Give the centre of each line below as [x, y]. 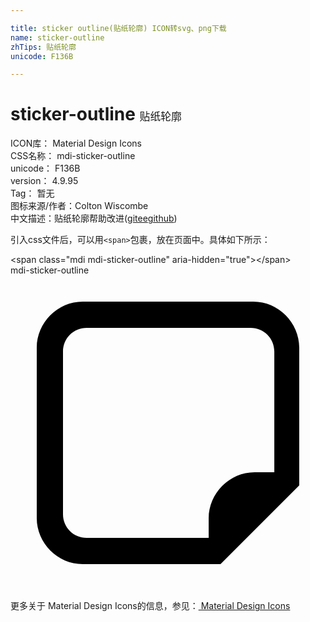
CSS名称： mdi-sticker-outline [73, 156]
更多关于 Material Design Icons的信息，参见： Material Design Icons [150, 606]
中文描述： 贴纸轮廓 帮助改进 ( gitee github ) [94, 218]
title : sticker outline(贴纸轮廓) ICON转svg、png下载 [118, 28]
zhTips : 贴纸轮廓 [43, 47]
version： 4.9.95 [44, 181]
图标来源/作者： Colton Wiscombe [79, 206]
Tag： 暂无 [32, 193]
